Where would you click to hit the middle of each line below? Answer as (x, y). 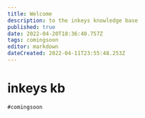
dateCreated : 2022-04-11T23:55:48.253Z (66, 54)
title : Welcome (30, 14)
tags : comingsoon (33, 40)
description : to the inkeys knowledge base (73, 20)
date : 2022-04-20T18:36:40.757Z (55, 34)
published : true (31, 27)
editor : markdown (33, 47)
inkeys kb (36, 88)
